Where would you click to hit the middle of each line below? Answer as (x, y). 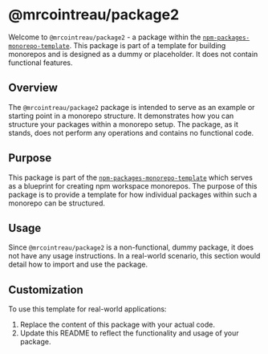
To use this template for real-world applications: (87, 309)
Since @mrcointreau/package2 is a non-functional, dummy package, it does (131, 247)
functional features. (41, 63)
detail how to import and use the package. (78, 264)
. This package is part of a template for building (148, 45)
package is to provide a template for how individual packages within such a (133, 194)
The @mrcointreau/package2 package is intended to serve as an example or (132, 107)
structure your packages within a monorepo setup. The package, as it (124, 124)
